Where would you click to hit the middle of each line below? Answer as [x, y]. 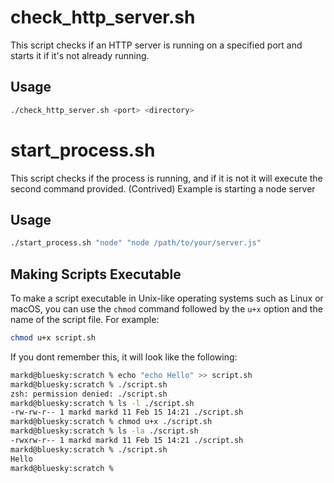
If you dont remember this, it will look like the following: [124, 357]
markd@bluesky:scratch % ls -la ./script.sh [104, 431]
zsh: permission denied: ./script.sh [89, 394]
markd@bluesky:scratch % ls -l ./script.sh [102, 403]
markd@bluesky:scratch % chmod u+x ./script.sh [111, 422]
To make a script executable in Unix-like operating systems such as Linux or [167, 298]
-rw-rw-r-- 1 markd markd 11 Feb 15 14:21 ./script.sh [127, 412]
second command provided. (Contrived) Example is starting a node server [163, 188]
